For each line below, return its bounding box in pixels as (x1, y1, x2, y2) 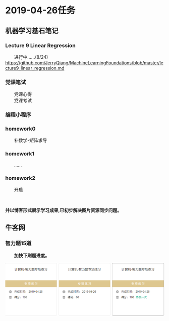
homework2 (5, 174, 36, 181)
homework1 (5, 150, 34, 157)
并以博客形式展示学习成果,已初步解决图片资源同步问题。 (5, 207, 122, 213)
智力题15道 (5, 240, 32, 247)
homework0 (5, 125, 36, 132)
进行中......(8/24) (14, 54, 48, 60)
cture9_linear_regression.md (5, 65, 65, 71)
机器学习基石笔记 (5, 26, 59, 35)
